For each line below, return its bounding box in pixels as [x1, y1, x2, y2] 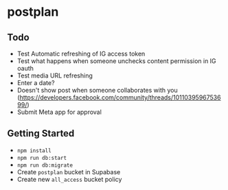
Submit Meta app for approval [16, 108, 102, 116]
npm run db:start [16, 154, 67, 161]
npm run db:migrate [16, 162, 73, 169]
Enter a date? [16, 79, 55, 86]
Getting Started [7, 128, 75, 139]
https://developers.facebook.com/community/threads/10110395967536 [19, 93, 221, 102]
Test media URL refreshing [16, 71, 93, 80]
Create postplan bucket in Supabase [16, 167, 121, 176]
